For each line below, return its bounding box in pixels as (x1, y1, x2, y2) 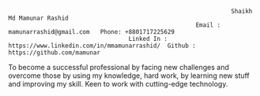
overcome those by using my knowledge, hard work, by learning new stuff (8, 71, 251, 80)
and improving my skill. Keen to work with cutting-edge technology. (8, 79, 228, 88)
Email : (195, 21, 221, 29)
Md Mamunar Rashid (8, 14, 69, 22)
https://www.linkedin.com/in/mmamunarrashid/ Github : (8, 42, 196, 50)
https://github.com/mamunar (8, 49, 101, 57)
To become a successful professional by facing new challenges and (8, 63, 229, 72)
